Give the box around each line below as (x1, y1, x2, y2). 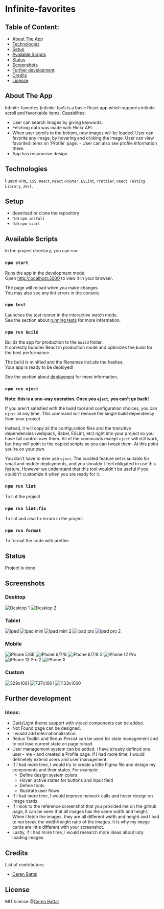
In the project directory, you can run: (5, 248, 79, 254)
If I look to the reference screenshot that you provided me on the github (12, 803, 157, 809)
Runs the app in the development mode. (5, 270, 86, 276)
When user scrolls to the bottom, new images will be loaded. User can (12, 130, 154, 136)
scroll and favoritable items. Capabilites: (5, 110, 86, 116)
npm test (5, 302, 26, 308)
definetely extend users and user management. (12, 757, 108, 763)
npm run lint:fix (5, 505, 47, 511)
